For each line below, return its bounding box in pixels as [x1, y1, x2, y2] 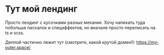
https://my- [136, 39, 159, 45]
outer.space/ [5, 44, 31, 50]
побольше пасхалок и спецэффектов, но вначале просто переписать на [5, 24, 156, 30]
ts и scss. [5, 30, 24, 36]
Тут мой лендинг [5, 3, 78, 15]
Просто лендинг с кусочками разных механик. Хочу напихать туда [5, 19, 145, 25]
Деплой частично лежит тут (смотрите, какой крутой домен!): [5, 39, 136, 45]
